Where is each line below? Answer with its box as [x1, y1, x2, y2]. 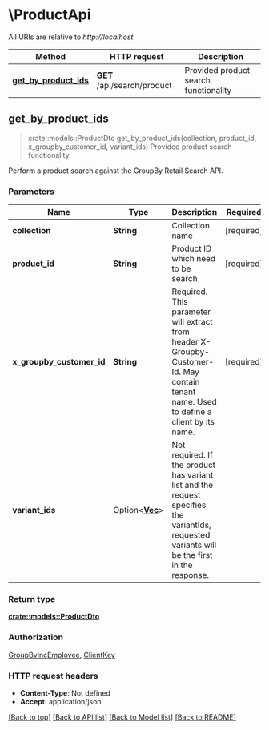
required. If [171, 450, 214, 461]
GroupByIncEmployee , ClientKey [8, 650, 116, 659]
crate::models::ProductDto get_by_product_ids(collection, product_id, [27, 133, 257, 143]
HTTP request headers [8, 670, 98, 681]
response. [171, 570, 210, 581]
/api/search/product [96, 79, 172, 91]
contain [171, 377, 200, 388]
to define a [171, 406, 212, 417]
